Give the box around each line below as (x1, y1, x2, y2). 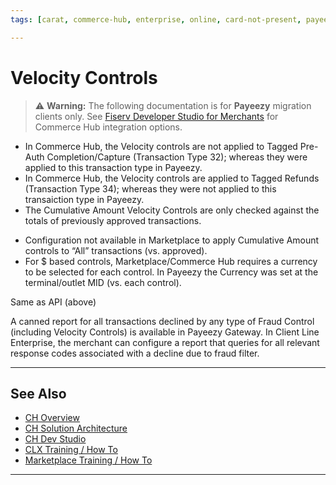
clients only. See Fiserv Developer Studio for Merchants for (34, 110, 279, 122)
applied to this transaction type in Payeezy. (24, 161, 203, 173)
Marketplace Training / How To (24, 454, 153, 466)
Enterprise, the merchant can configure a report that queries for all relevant (10, 336, 320, 348)
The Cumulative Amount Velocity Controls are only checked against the (24, 204, 320, 216)
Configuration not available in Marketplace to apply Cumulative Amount (24, 234, 320, 246)
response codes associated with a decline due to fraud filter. (10, 347, 260, 359)
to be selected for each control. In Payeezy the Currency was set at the (24, 266, 319, 278)
